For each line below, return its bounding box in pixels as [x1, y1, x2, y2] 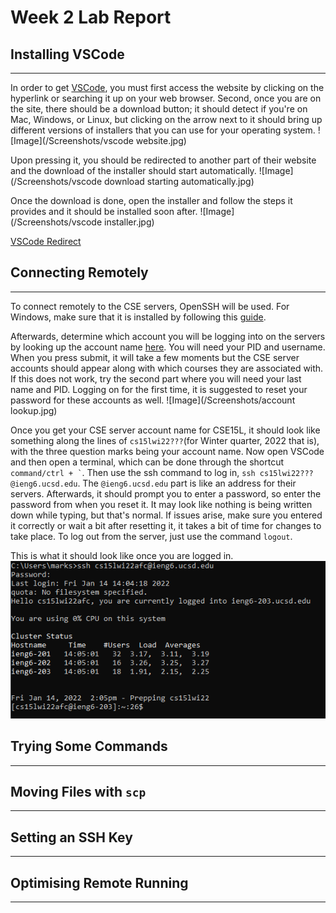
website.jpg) [135, 135, 187, 146]
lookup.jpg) [10, 404, 58, 416]
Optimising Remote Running [10, 874, 189, 891]
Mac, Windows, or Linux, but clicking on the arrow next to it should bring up [10, 114, 323, 125]
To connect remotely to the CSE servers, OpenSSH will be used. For [10, 300, 290, 312]
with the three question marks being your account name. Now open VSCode [10, 445, 325, 457]
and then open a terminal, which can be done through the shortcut [10, 456, 284, 468]
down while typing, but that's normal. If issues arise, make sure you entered [10, 509, 323, 521]
